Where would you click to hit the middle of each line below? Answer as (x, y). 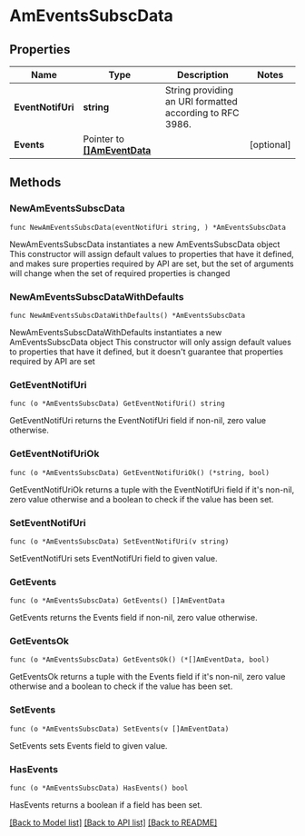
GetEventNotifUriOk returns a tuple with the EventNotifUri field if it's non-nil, (152, 489)
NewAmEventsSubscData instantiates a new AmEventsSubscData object (145, 244)
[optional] (270, 144)
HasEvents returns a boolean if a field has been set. (106, 805)
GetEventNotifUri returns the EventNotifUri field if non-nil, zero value (138, 421)
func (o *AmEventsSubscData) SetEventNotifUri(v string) (119, 542)
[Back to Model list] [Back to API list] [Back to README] (113, 822)
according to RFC (202, 113)
